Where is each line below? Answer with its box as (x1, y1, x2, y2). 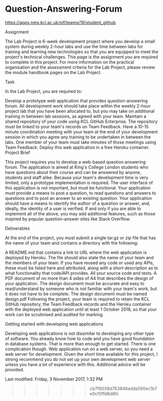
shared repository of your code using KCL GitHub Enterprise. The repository (5, 118, 158, 124)
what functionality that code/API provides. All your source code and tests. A (5, 270, 157, 276)
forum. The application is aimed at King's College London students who (5, 164, 148, 170)
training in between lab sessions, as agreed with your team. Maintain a (5, 113, 146, 119)
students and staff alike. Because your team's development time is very (5, 174, 148, 180)
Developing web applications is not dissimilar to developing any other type (5, 330, 154, 336)
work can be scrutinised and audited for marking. (5, 311, 104, 317)
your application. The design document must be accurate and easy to (5, 280, 145, 286)
